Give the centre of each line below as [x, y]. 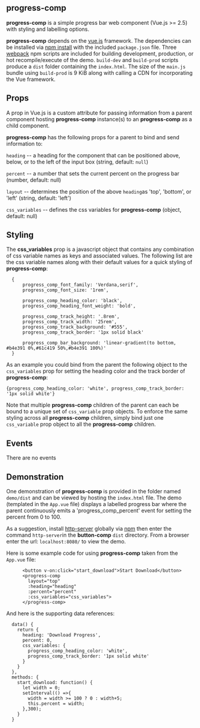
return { [28, 630]
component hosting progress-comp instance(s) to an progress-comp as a [99, 119]
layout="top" [44, 581]
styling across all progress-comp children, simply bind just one [85, 418]
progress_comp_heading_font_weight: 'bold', [79, 306]
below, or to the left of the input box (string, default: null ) [77, 162]
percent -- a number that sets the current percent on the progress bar [93, 173]
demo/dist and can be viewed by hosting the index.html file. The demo [94, 498]
